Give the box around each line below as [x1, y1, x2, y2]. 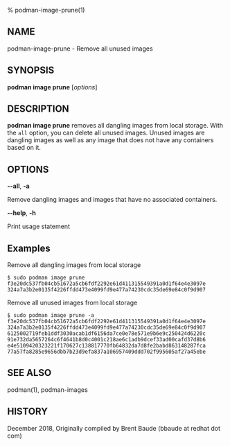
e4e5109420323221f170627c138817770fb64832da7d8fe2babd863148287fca [7, 343, 206, 350]
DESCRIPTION [7, 103, 69, 115]
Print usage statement [7, 222, 71, 231]
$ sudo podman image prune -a [7, 312, 95, 319]
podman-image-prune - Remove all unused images [7, 44, 154, 53]
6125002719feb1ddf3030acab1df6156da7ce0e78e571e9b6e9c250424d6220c [7, 330, 206, 337]
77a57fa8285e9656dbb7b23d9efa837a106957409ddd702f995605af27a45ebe [7, 348, 206, 356]
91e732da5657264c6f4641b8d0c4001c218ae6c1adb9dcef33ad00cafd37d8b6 [7, 336, 206, 343]
